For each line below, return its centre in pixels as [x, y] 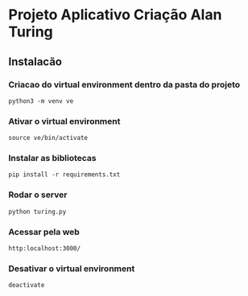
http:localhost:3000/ [45, 249]
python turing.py [37, 212]
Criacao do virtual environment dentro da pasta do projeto [124, 84]
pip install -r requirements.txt [64, 175]
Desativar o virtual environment [72, 269]
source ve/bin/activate [48, 138]
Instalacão [35, 62]
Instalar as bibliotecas [52, 158]
